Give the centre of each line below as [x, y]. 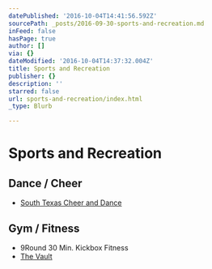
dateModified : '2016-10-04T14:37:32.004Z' [81, 62]
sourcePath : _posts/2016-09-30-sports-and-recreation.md [106, 23]
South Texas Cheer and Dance [71, 203]
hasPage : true [32, 38]
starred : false [34, 91]
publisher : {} [32, 76]
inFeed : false [32, 31]
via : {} [21, 53]
